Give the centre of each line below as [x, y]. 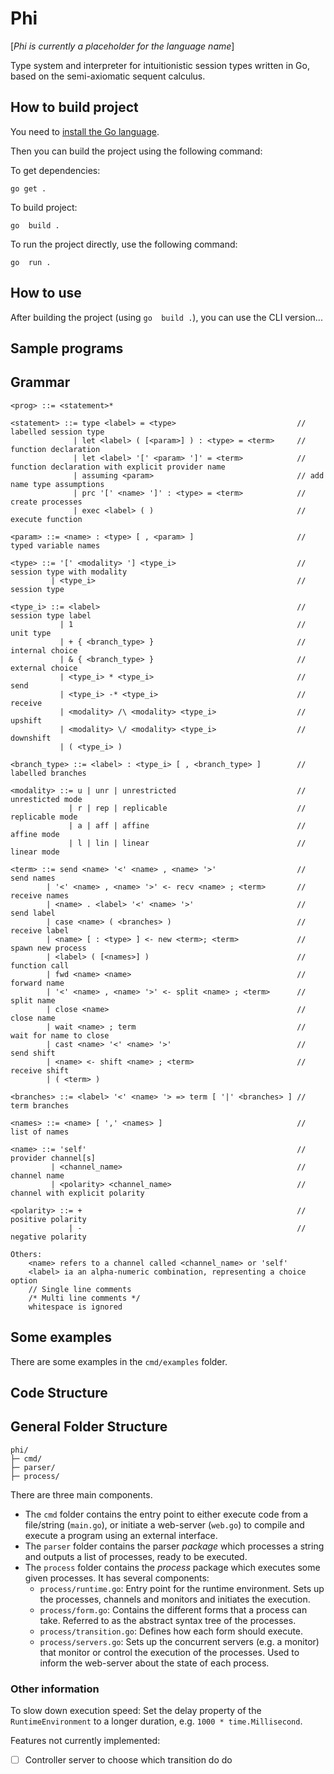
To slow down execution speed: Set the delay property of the [136, 1711]
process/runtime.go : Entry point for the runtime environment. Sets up [182, 1588]
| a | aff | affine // [187, 825]
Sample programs [67, 348]
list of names [40, 1132]
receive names [40, 895]
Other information [55, 1689]
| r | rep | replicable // [187, 808]
